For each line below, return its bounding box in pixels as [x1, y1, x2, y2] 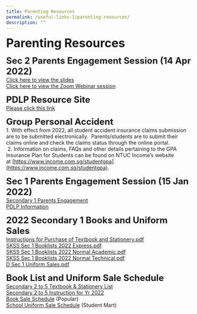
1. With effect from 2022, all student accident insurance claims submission [6, 127, 187, 134]
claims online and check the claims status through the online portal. [6, 139, 170, 146]
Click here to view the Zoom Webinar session [6, 83, 116, 90]
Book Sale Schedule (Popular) [6, 295, 79, 303]
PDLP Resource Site [6, 94, 91, 106]
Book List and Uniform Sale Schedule [6, 272, 164, 284]
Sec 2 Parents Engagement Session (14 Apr [6, 55, 191, 66]
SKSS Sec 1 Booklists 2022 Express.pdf [6, 242, 102, 249]
